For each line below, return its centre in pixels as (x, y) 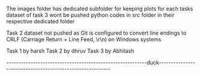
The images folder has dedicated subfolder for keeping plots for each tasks (100, 9)
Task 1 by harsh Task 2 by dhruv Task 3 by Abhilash (70, 51)
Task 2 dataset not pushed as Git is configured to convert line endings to (96, 33)
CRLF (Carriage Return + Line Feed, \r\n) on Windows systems (84, 39)
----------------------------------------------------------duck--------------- (101, 63)
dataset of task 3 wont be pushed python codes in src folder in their (90, 15)
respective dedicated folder (41, 21)
